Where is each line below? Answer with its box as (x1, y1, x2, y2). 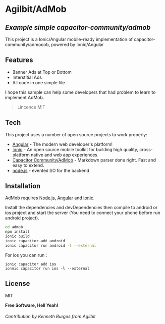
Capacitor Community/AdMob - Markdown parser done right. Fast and (12, 157, 156, 163)
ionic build (5, 234, 30, 239)
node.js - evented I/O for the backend (12, 167, 90, 173)
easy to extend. (12, 162, 45, 168)
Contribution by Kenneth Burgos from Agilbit (5, 314, 96, 320)
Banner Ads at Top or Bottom (12, 69, 72, 75)
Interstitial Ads (12, 74, 42, 80)
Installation (5, 182, 41, 190)
